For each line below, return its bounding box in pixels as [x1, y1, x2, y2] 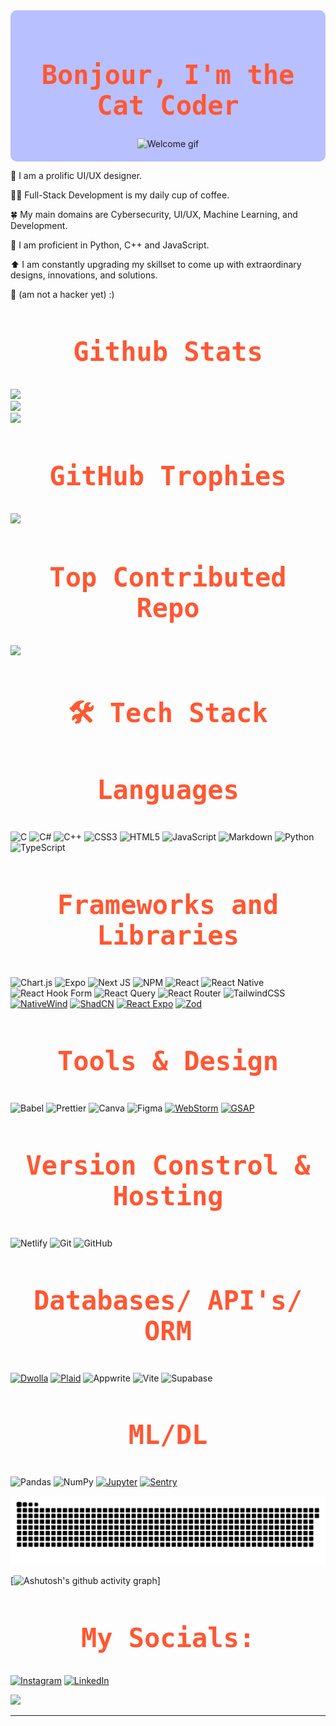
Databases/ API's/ [33, 1284, 303, 1316]
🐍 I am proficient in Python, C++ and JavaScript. [10, 239, 210, 251]
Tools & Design [56, 1045, 279, 1078]
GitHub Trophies [49, 460, 287, 493]
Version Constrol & [25, 1149, 311, 1181]
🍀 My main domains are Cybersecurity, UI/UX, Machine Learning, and [10, 208, 298, 220]
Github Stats [73, 335, 263, 368]
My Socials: [80, 1622, 256, 1654]
